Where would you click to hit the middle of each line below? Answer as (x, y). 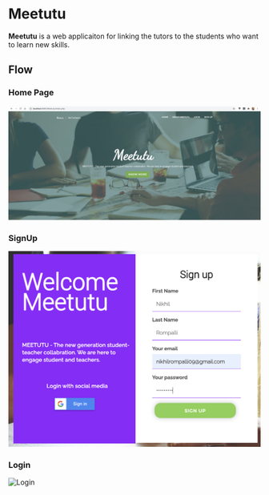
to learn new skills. (39, 44)
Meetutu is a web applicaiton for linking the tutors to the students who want (133, 36)
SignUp (23, 238)
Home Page (31, 93)
